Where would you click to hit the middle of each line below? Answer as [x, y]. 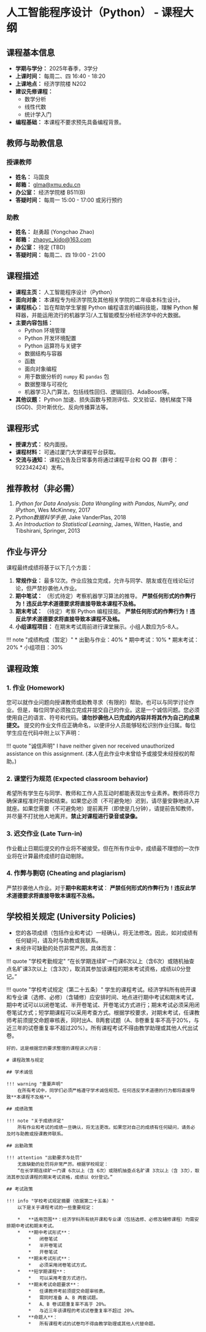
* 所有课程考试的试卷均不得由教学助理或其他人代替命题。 [93, 1323]
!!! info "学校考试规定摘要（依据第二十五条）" [60, 1201]
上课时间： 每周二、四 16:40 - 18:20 [60, 76]
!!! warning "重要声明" [35, 1084]
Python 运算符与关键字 [53, 346]
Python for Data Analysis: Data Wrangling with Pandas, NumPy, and [102, 503]
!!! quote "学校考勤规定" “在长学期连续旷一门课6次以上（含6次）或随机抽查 [101, 961]
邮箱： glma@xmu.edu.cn [48, 184]
